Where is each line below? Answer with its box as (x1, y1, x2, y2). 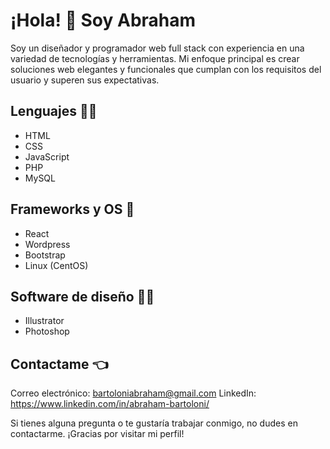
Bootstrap (24, 249, 66, 261)
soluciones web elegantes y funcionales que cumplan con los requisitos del (10, 63, 322, 75)
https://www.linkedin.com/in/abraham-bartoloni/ (10, 398, 210, 410)
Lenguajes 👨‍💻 (10, 103, 98, 120)
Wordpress (24, 238, 71, 250)
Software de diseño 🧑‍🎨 (10, 288, 155, 305)
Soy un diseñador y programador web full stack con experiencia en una (10, 42, 305, 54)
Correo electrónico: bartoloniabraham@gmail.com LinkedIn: (10, 387, 257, 399)
